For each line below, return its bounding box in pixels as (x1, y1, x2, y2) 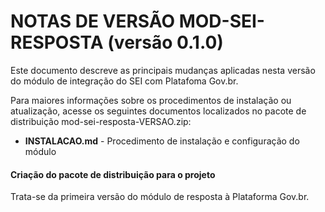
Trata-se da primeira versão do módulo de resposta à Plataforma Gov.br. (10, 191, 310, 203)
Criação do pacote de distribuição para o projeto (10, 168, 216, 180)
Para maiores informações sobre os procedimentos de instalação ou (10, 94, 292, 106)
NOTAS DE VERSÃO (10, 10, 176, 33)
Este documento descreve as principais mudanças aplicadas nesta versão (10, 64, 316, 76)
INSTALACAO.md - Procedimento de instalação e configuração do (24, 135, 300, 147)
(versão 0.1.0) (107, 31, 224, 54)
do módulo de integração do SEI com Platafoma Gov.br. (10, 75, 239, 87)
